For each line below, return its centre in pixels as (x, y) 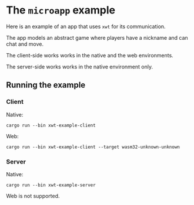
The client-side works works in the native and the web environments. (90, 55)
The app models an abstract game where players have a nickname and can (97, 37)
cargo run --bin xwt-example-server (51, 185)
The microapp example (61, 10)
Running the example (46, 85)
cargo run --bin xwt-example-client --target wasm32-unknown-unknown (93, 147)
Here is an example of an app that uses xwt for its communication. (86, 26)
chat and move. (25, 44)
